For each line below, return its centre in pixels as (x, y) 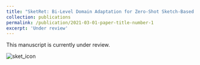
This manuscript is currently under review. (58, 45)
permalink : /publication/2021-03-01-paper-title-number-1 (80, 22)
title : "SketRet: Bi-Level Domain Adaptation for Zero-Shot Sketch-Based (100, 12)
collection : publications (38, 17)
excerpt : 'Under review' (37, 28)
